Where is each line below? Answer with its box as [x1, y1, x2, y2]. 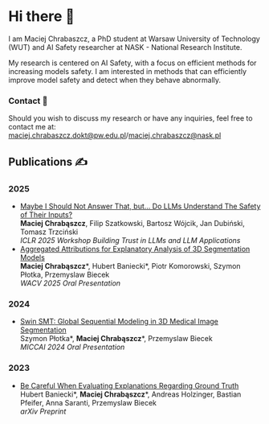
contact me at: [8, 122, 56, 132]
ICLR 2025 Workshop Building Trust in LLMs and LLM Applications [19, 235, 241, 245]
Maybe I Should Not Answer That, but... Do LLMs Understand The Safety [19, 201, 261, 211]
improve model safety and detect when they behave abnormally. [8, 75, 222, 84]
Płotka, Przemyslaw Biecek [19, 270, 110, 279]
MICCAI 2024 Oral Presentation [19, 342, 125, 352]
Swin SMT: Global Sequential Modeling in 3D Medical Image [19, 317, 219, 327]
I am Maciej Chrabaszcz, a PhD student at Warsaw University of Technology [8, 34, 261, 43]
